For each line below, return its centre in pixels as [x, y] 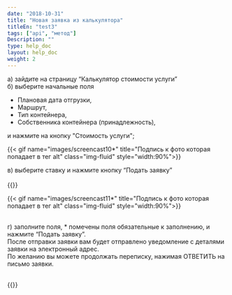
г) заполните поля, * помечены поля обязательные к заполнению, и [109, 227]
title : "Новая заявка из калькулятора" [65, 20]
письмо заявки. [30, 264]
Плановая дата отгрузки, [55, 100]
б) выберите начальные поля [51, 86]
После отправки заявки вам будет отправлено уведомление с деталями [116, 241]
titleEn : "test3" [32, 27]
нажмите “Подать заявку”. [46, 234]
